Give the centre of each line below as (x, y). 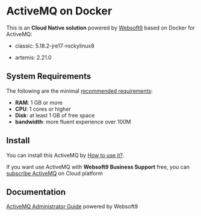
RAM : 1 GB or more (39, 102)
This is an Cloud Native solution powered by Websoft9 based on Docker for (101, 28)
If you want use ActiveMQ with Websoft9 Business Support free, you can (98, 167)
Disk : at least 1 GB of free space (55, 115)
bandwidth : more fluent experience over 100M (73, 122)
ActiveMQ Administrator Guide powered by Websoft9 (72, 206)
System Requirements (49, 76)
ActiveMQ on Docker (59, 11)
